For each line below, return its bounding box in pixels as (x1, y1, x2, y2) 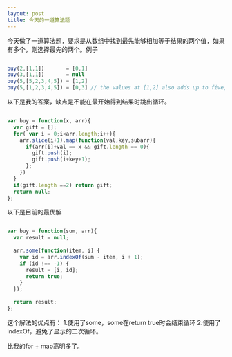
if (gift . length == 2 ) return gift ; (13, 181, 113, 189)
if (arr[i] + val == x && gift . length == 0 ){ (25, 143, 150, 150)
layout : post (7, 10, 45, 17)
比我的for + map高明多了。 (7, 342, 84, 350)
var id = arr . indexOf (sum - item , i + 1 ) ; (19, 253, 144, 260)
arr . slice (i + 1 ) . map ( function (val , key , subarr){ (19, 136, 156, 144)
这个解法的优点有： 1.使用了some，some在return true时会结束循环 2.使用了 (7, 318, 221, 327)
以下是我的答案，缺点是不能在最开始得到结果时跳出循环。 (7, 98, 171, 106)
